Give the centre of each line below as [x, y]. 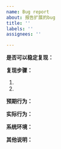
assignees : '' [24, 34]
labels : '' [20, 29]
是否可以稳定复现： [30, 57]
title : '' [19, 23]
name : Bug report [28, 12]
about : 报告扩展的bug [31, 17]
